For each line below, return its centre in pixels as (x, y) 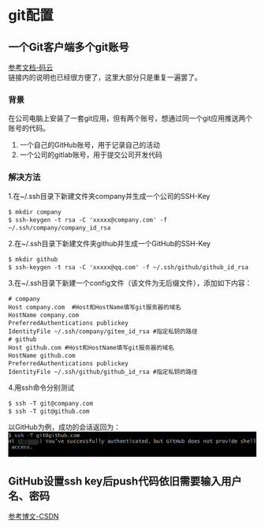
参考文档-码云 (31, 67)
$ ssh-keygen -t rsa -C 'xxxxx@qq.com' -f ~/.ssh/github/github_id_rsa (128, 267)
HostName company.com (44, 315)
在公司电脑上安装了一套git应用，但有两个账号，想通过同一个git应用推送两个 (131, 118)
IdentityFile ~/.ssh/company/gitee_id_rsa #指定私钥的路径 (103, 331)
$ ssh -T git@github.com (49, 411)
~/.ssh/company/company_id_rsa (60, 228)
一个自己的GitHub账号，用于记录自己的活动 (90, 145)
